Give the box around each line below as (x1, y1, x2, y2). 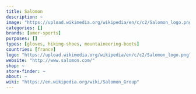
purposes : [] (6, 36, 38, 41)
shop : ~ (6, 62, 25, 69)
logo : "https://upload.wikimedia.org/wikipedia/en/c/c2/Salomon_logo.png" (6, 52, 192, 58)
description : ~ (6, 14, 43, 20)
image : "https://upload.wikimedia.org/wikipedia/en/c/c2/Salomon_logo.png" (6, 19, 194, 25)
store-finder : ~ (6, 68, 45, 74)
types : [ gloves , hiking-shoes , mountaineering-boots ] (6, 41, 140, 47)
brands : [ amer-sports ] (6, 30, 61, 36)
